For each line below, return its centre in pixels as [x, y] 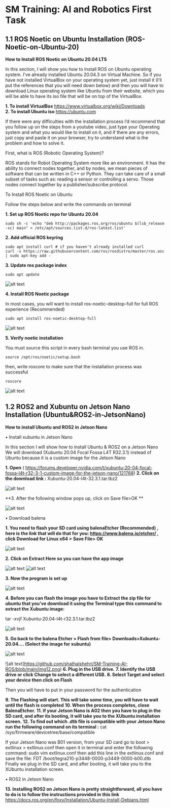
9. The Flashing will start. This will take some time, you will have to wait [82, 699]
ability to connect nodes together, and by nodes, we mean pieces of [76, 168]
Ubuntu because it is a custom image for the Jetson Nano [65, 458]
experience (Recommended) [35, 309]
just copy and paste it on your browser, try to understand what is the [77, 138]
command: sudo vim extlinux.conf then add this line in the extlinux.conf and [84, 753]
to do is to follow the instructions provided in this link [62, 794]
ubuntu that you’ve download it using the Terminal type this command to [84, 603]
